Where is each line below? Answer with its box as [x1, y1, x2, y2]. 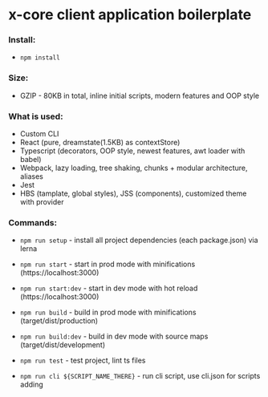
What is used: [8, 111, 63, 122]
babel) [19, 155, 42, 164]
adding [19, 379, 44, 390]
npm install [19, 54, 60, 62]
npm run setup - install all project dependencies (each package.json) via [19, 235, 258, 245]
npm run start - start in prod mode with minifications [19, 259, 196, 269]
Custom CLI [19, 129, 59, 139]
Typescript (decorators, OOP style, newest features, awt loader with [19, 146, 246, 156]
